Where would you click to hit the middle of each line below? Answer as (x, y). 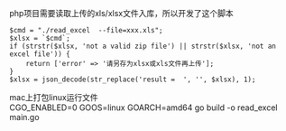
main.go (24, 117)
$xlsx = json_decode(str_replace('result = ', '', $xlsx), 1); (133, 80)
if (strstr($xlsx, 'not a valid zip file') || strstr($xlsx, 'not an (143, 46)
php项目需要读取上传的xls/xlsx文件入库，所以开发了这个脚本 (121, 13)
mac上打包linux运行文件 (54, 97)
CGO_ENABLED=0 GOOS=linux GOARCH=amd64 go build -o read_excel (143, 108)
